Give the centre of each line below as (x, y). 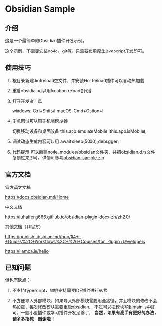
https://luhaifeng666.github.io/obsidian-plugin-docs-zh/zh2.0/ (68, 217)
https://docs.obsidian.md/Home (37, 197)
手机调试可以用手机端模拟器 (40, 120)
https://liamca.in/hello (27, 251)
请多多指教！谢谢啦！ (33, 319)
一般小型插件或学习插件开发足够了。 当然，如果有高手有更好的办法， (90, 313)
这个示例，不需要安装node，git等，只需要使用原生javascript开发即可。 (76, 51)
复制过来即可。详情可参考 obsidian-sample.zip (58, 158)
